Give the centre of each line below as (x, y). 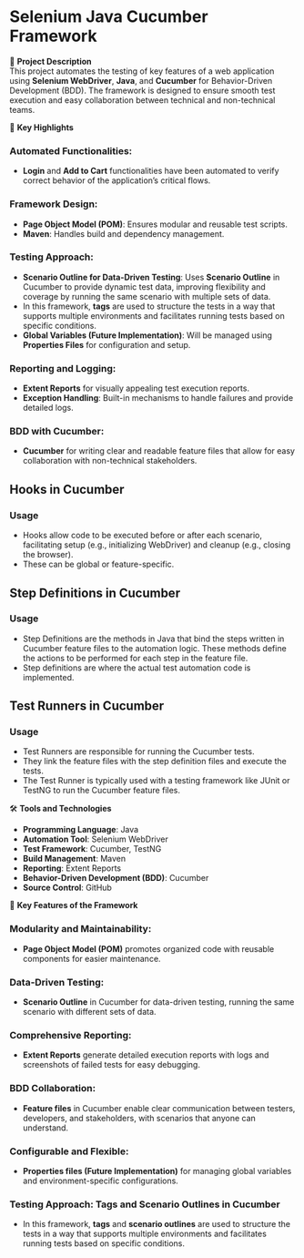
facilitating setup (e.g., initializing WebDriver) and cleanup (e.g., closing (157, 545)
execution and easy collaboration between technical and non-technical (142, 100)
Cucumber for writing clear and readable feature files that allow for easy (159, 451)
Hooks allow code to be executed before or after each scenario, (142, 536)
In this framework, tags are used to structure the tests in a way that (149, 306)
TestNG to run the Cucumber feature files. (101, 791)
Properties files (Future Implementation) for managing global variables (157, 1171)
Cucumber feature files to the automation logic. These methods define (154, 648)
